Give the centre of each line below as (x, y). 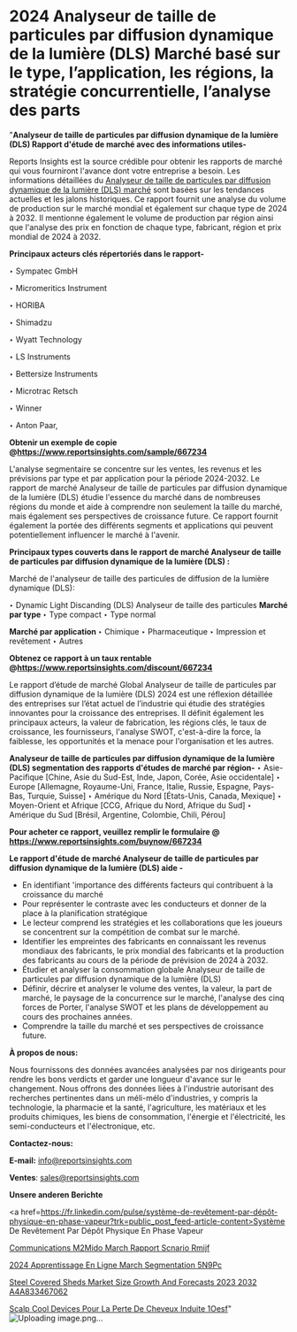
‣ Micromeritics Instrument (58, 288)
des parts (45, 110)
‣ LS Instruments (40, 357)
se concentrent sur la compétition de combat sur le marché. (131, 932)
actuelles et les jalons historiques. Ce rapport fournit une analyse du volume (148, 199)
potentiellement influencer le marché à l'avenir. (95, 535)
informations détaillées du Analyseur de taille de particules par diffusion (140, 180)
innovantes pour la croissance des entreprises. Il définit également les (137, 712)
